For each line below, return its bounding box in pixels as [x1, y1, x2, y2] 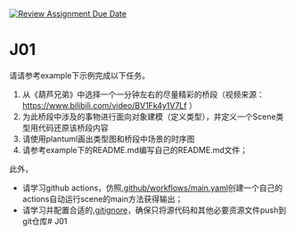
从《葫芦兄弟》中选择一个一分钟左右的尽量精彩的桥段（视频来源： [21, 89, 265, 100]
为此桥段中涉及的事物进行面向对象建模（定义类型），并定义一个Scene [21, 111, 276, 122]
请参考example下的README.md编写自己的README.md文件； [21, 144, 248, 155]
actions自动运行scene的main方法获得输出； [21, 193, 184, 204]
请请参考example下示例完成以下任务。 [9, 69, 150, 80]
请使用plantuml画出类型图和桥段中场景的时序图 [21, 134, 195, 144]
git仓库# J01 [21, 215, 68, 226]
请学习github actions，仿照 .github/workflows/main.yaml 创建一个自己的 [21, 182, 283, 193]
